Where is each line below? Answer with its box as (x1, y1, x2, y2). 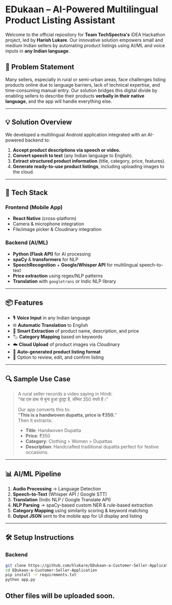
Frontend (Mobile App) (5, 204, 63, 211)
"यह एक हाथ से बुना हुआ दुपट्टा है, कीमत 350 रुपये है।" (17, 396, 109, 402)
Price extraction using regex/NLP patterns (12, 272, 103, 279)
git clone (5, 563, 27, 568)
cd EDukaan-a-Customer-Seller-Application (5, 568, 97, 573)
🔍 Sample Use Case (5, 375, 71, 383)
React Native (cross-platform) (12, 216, 77, 222)
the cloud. (12, 168, 34, 175)
